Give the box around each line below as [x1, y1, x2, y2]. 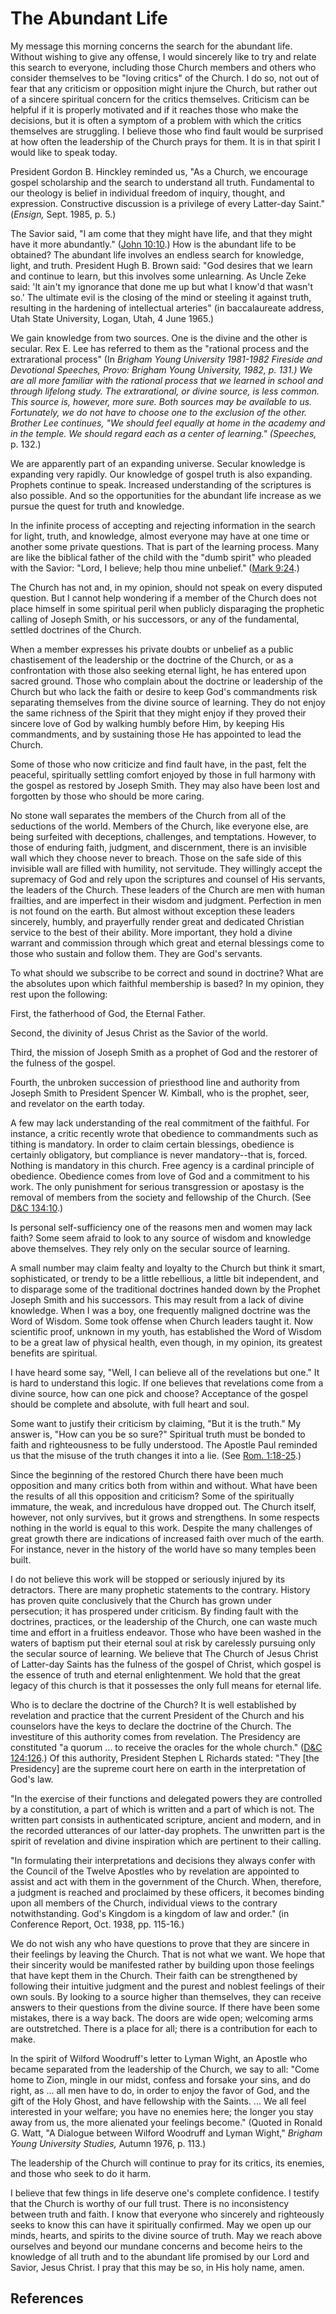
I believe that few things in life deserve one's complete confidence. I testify [10, 2187, 320, 2199]
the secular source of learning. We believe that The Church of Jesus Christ [10, 1647, 319, 1659]
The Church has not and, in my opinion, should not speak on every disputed [10, 581, 323, 593]
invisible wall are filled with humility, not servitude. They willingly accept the [10, 862, 323, 874]
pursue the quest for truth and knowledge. [10, 500, 185, 512]
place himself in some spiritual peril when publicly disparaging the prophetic [10, 602, 325, 614]
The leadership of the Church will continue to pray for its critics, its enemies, [10, 2157, 325, 2169]
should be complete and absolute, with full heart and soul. [10, 1398, 250, 1410]
